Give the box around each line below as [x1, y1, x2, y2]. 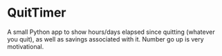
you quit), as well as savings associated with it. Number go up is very [7, 35, 204, 43]
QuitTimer [7, 5, 66, 21]
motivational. [7, 42, 44, 50]
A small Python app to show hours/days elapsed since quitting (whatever [7, 28, 216, 36]
